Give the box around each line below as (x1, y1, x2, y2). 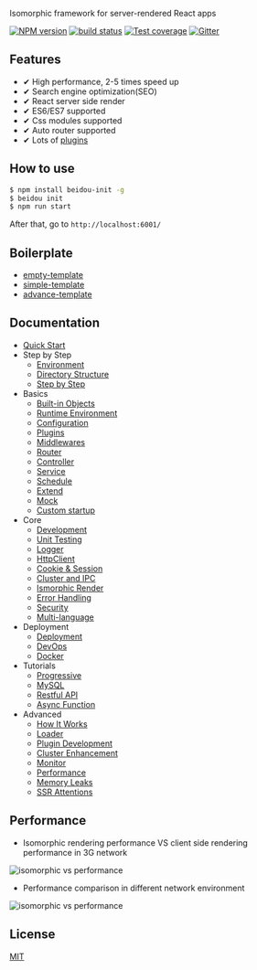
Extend (36, 485, 64, 496)
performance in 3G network (22, 847, 128, 858)
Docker (36, 650, 64, 661)
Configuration (36, 417, 89, 428)
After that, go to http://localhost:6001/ (9, 219, 162, 229)
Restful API (36, 689, 79, 700)
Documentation (9, 315, 101, 331)
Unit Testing (36, 534, 82, 545)
